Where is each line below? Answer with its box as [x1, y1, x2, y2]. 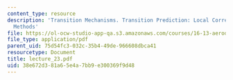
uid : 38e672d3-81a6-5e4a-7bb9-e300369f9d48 [7, 62, 135, 69]
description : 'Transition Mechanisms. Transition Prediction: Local [7, 17, 209, 24]
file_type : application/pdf [7, 36, 89, 43]
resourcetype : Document [7, 49, 76, 56]
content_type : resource [7, 10, 76, 17]
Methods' [13, 23, 39, 30]
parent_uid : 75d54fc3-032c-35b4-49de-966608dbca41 [7, 42, 157, 49]
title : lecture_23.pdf [7, 56, 73, 63]
